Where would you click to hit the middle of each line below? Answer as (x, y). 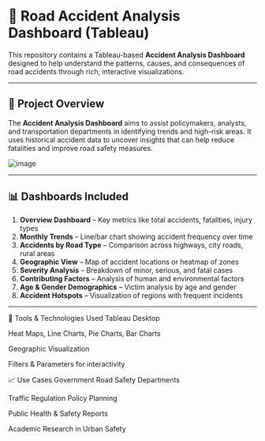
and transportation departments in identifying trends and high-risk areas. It (130, 131)
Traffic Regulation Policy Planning (63, 398)
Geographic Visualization (49, 349)
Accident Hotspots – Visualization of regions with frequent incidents (131, 295)
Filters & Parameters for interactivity (67, 364)
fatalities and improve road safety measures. (80, 148)
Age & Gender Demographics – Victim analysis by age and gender (128, 287)
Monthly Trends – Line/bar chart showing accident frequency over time (136, 236)
